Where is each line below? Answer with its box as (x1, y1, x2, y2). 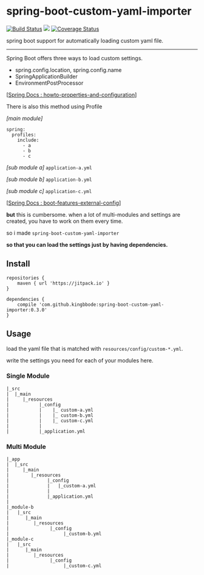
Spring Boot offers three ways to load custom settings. (6, 54, 143, 62)
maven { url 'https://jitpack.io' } (17, 280, 110, 286)
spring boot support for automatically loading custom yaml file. (6, 37, 164, 44)
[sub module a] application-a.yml (6, 163, 92, 171)
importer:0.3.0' (6, 306, 47, 313)
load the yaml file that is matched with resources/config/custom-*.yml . (6, 345, 183, 352)
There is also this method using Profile (6, 102, 103, 110)
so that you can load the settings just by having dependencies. (6, 241, 168, 248)
